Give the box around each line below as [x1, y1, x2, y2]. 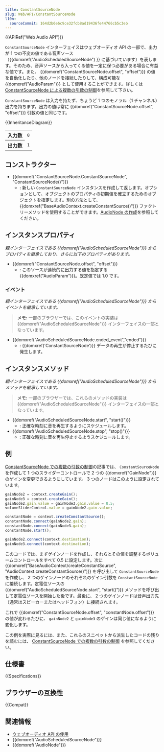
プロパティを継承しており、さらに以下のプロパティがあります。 [5, 251, 133, 257]
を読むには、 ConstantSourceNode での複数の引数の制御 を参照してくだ [5, 638, 151, 644]
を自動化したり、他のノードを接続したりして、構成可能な [5, 75, 121, 81]
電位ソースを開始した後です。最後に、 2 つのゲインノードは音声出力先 [18, 593, 159, 599]
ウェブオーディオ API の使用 [12, 731, 69, 737]
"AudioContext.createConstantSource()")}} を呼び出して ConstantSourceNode [5, 568, 159, 574]
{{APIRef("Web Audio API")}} [5, 34, 64, 40]
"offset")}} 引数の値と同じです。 [5, 110, 70, 116]
